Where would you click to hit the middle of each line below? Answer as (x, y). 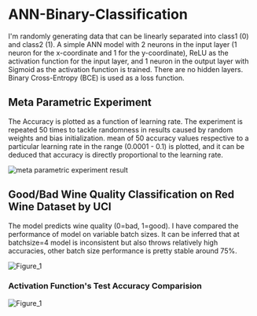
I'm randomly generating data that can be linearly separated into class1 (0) (128, 36)
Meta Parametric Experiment (80, 102)
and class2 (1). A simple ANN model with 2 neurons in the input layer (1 (123, 44)
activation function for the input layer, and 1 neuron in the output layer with (128, 61)
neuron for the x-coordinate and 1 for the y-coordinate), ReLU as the (119, 53)
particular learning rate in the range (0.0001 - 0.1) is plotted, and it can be (127, 146)
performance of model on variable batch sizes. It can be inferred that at (124, 234)
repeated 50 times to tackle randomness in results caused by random (121, 129)
